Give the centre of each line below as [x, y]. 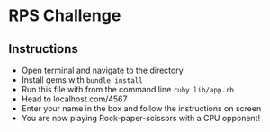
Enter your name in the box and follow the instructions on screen [141, 108]
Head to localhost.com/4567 [74, 99]
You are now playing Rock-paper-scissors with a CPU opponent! [141, 118]
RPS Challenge [65, 16]
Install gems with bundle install [82, 80]
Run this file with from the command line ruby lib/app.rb [128, 89]
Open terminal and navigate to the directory [102, 70]
